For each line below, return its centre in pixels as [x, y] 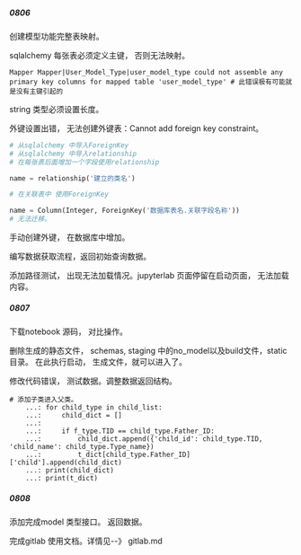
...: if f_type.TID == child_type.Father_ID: [120, 431]
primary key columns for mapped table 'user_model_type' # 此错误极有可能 [147, 82]
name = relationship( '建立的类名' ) [73, 178]
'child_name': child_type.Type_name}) [82, 447]
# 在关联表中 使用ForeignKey [59, 194]
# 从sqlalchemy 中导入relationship [73, 154]
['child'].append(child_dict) [66, 462]
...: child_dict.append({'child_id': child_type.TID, [144, 439]
